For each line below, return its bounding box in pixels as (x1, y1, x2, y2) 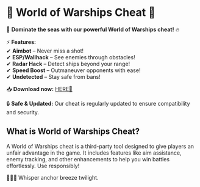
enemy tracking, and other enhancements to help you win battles (6, 155, 170, 163)
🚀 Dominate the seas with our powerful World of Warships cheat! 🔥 (6, 26, 180, 33)
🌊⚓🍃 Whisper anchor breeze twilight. (6, 174, 99, 181)
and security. (6, 108, 40, 116)
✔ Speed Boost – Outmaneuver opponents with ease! (6, 67, 141, 74)
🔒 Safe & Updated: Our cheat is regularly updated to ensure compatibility (6, 100, 190, 107)
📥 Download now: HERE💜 (6, 85, 73, 92)
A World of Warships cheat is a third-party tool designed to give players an (6, 142, 194, 150)
